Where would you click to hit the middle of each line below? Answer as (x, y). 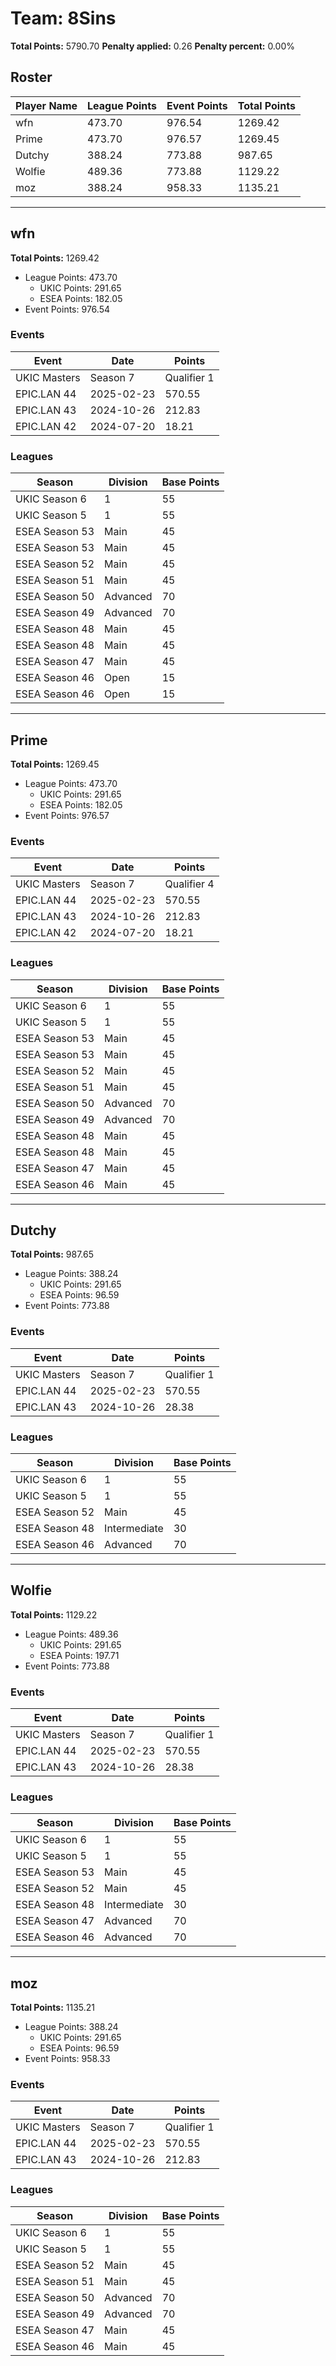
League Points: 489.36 (71, 1634)
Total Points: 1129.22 (54, 1614)
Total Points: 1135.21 (53, 2008)
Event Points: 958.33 (67, 2059)
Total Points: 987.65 (52, 1254)
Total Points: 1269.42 (55, 258)
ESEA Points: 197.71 (79, 1655)
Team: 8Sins (63, 18)
